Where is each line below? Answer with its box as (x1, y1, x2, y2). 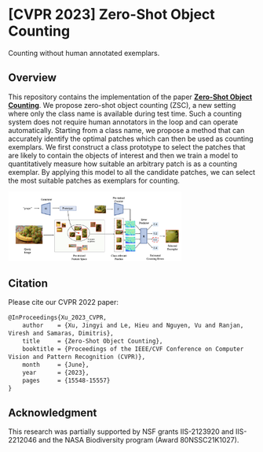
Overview (8, 71, 57, 84)
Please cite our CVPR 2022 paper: (8, 298, 119, 307)
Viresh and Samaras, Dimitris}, (8, 329, 114, 338)
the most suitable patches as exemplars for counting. (8, 176, 181, 185)
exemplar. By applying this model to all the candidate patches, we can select (8, 167, 256, 176)
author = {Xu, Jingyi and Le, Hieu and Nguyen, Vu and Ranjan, (22, 321, 244, 330)
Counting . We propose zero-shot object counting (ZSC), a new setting (8, 100, 236, 109)
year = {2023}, (22, 369, 89, 377)
